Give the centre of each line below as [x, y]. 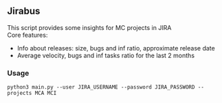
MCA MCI [46, 93]
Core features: [27, 35]
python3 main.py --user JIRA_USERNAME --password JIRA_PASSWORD [101, 87]
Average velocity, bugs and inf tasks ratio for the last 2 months [106, 55]
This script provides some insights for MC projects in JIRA [89, 27]
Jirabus [24, 11]
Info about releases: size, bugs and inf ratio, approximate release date [116, 48]
